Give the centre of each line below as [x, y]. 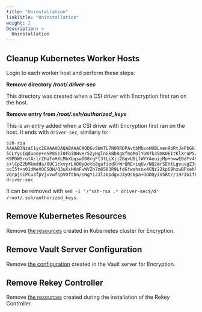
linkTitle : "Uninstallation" [43, 17]
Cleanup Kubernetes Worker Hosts [73, 58]
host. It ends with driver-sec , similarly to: [57, 132]
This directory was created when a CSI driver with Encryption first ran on [97, 96]
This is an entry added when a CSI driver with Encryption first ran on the [96, 125]
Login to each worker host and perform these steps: [71, 73]
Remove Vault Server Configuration [74, 250]
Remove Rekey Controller [55, 283]
